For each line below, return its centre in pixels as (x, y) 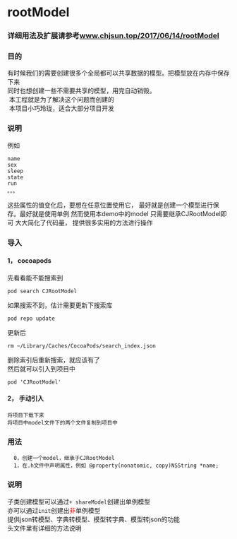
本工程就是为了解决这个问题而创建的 (61, 100)
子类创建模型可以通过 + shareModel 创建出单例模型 (79, 502)
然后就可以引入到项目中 (41, 369)
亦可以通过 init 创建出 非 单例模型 (54, 510)
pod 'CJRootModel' (34, 382)
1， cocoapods (29, 261)
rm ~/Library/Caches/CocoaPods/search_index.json (82, 346)
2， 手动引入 (26, 398)
